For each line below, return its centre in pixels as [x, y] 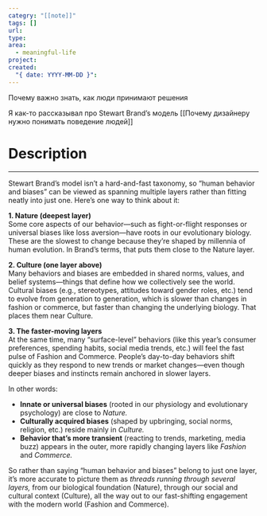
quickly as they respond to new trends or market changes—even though [126, 365]
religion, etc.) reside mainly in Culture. [82, 429]
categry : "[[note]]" [43, 16]
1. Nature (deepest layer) [50, 215]
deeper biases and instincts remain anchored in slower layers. [110, 373]
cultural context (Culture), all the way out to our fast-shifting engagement [128, 495]
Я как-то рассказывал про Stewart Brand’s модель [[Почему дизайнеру [129, 113]
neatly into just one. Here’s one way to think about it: [94, 200]
